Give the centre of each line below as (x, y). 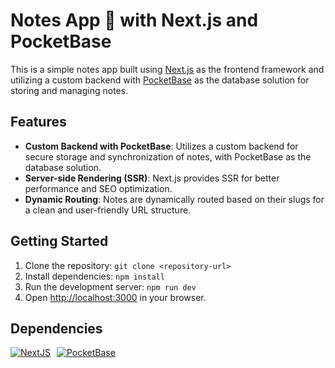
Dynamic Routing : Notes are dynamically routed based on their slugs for (174, 199)
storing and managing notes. (69, 90)
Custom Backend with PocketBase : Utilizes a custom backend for (161, 146)
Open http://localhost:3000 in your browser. (115, 297)
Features (38, 122)
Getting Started (59, 241)
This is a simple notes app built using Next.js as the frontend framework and (167, 69)
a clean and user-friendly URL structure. (108, 210)
